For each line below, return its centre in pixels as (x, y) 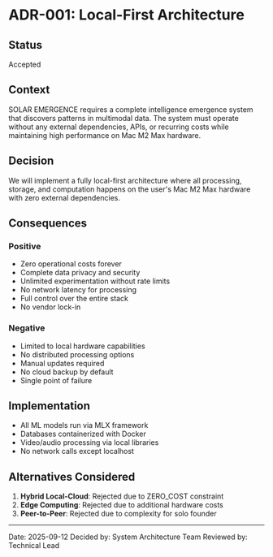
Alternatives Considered (72, 477)
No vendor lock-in (50, 307)
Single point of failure (56, 380)
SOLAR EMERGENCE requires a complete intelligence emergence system (131, 109)
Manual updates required (62, 363)
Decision (31, 161)
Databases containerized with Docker (83, 434)
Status (26, 45)
